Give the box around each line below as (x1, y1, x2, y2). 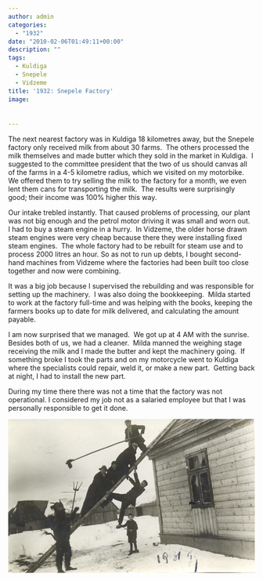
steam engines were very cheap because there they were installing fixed (8, 233, 243, 242)
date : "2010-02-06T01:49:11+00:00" (8, 38, 124, 45)
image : (8, 95, 30, 103)
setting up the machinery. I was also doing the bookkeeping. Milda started (8, 290, 250, 300)
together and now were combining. (8, 267, 121, 276)
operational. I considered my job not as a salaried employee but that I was (8, 395, 247, 405)
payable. (8, 314, 37, 325)
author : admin (8, 13, 55, 20)
